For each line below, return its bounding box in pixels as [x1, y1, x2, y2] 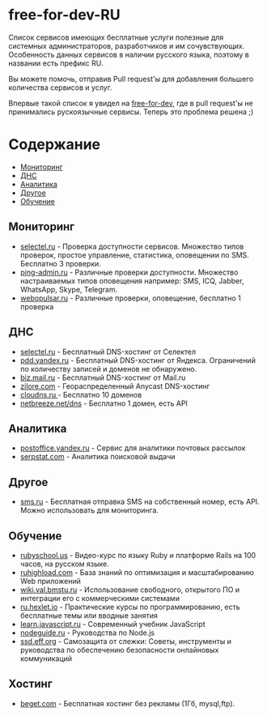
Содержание [8, 135, 101, 154]
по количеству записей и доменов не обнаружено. [19, 364, 197, 373]
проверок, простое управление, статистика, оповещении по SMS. [19, 249, 249, 260]
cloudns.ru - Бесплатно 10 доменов [19, 390, 142, 399]
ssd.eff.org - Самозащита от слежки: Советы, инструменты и [19, 636, 232, 646]
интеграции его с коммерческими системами [19, 593, 180, 603]
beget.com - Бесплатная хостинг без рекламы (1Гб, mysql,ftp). [19, 698, 235, 708]
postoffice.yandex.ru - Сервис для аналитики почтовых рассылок [19, 443, 246, 453]
